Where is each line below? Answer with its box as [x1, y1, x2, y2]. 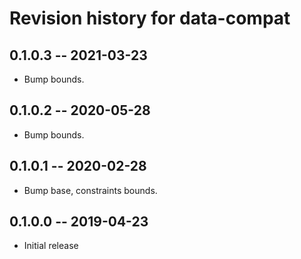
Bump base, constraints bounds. [23, 184, 158, 196]
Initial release [23, 240, 79, 252]
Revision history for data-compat [9, 7, 291, 30]
